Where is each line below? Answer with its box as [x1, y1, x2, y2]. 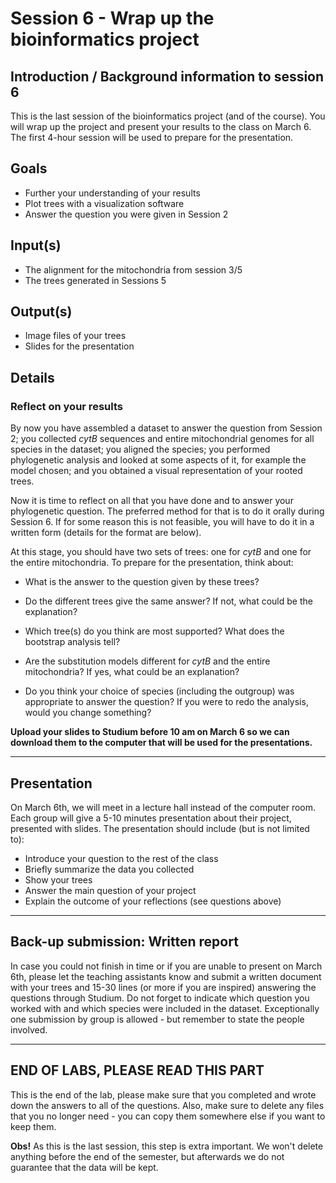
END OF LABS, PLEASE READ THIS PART [10, 1062, 265, 1079]
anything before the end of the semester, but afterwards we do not [10, 1150, 285, 1162]
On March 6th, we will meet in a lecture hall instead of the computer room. [10, 801, 317, 813]
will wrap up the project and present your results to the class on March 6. [10, 121, 312, 132]
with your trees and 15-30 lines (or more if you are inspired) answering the [10, 981, 317, 993]
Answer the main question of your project [24, 884, 197, 896]
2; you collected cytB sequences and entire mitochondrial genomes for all [10, 433, 315, 445]
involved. [10, 1023, 48, 1036]
